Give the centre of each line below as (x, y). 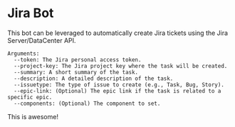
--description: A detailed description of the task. (94, 78)
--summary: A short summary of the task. (76, 72)
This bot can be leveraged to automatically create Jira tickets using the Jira (118, 33)
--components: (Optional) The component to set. (87, 103)
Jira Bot (31, 13)
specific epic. (30, 97)
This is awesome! (33, 116)
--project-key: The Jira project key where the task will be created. (121, 66)
